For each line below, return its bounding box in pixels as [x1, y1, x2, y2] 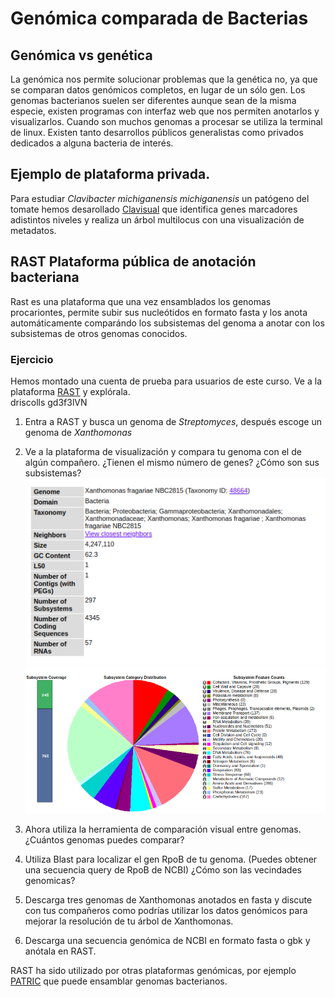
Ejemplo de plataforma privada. [10, 166, 211, 183]
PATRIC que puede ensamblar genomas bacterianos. [10, 975, 228, 987]
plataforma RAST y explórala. [10, 385, 131, 397]
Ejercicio [10, 352, 54, 366]
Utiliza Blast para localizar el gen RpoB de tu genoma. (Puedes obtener [24, 853, 318, 865]
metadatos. [10, 224, 57, 236]
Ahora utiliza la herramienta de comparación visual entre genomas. [24, 823, 302, 835]
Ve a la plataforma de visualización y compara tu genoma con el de [24, 445, 302, 457]
